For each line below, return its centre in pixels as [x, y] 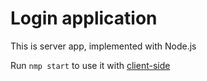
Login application [84, 18]
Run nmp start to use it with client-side [90, 65]
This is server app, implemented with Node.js [103, 46]
